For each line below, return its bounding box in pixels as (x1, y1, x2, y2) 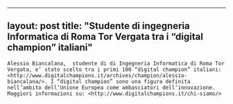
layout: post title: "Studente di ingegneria (7, 20, 190, 32)
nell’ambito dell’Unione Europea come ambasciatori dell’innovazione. (7, 84, 216, 91)
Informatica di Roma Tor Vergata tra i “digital (7, 31, 203, 43)
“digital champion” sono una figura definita (56, 78, 191, 85)
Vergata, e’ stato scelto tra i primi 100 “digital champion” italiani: (7, 66, 222, 73)
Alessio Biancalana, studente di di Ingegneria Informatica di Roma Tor (7, 60, 225, 67)
